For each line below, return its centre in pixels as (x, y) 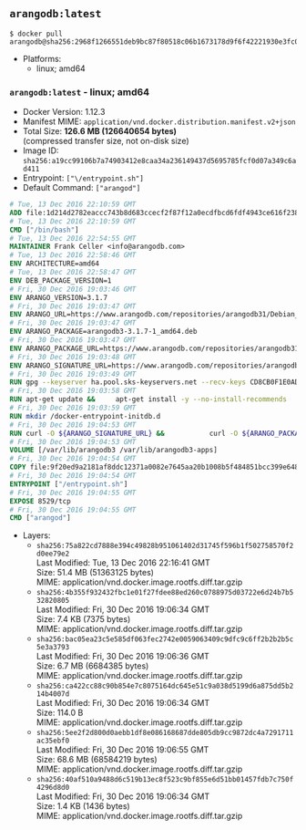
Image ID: (41, 150)
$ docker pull (36, 34)
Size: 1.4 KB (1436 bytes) (83, 806)
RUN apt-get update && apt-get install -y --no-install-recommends (148, 399)
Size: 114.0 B (60, 713)
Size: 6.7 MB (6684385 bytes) (92, 666)
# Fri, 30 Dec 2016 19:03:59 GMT (73, 408)
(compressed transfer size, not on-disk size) (106, 141)
